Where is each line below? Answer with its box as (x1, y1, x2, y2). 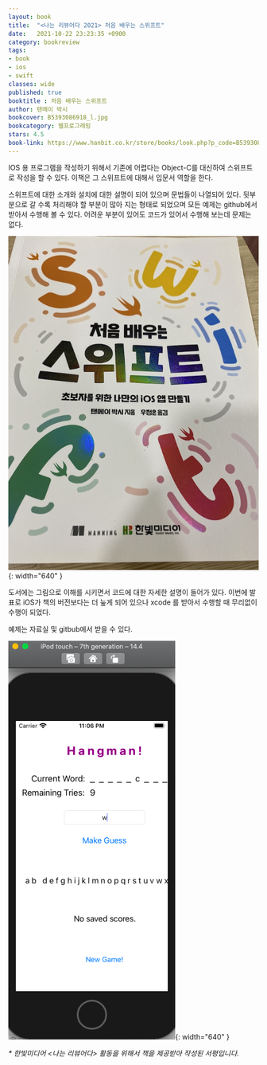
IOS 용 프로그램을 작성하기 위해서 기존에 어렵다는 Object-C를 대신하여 (8, 162, 226, 172)
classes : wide (8, 80, 56, 88)
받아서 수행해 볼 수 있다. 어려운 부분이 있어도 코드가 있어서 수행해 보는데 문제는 (8, 209, 252, 219)
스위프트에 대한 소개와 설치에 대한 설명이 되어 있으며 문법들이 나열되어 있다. (8, 190, 242, 199)
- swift (8, 72, 34, 80)
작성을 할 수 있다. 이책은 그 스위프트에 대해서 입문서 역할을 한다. (16, 172, 214, 182)
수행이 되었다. (8, 608, 52, 617)
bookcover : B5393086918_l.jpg (8, 114, 109, 122)
